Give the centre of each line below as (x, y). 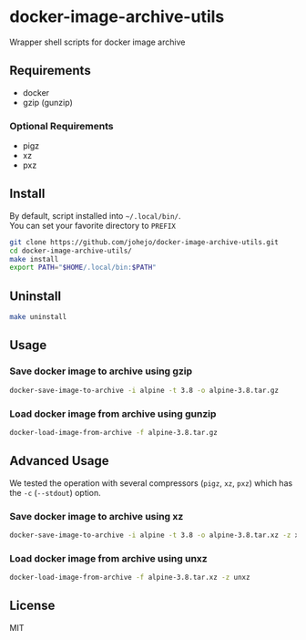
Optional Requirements (61, 126)
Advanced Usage (59, 461)
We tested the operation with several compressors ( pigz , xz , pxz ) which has (151, 483)
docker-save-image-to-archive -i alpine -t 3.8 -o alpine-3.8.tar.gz (144, 390)
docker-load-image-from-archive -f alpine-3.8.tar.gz (114, 432)
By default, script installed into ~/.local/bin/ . (95, 215)
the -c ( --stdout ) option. (56, 492)
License (32, 606)
